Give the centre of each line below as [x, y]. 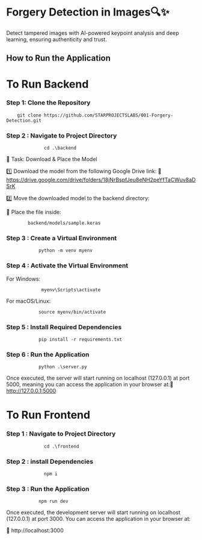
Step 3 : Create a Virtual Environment [62, 238]
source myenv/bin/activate [72, 312]
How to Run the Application [59, 58]
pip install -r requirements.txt [80, 339]
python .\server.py [63, 367]
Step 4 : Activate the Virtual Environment [67, 265]
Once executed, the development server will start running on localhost [93, 512]
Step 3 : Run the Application [48, 489]
